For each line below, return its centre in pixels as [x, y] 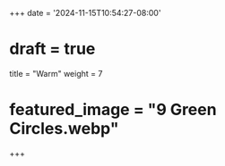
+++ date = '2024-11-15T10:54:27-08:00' [85, 13]
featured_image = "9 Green [113, 110]
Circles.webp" [64, 129]
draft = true [52, 49]
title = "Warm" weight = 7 [56, 73]
